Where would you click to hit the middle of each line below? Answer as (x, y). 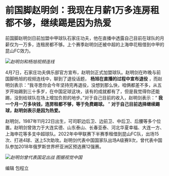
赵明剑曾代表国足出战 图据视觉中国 (46, 157)
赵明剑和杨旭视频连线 (32, 61)
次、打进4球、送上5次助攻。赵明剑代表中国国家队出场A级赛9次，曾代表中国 (84, 140)
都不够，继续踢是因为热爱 (59, 23)
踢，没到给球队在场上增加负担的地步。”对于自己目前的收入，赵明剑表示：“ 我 (84, 97)
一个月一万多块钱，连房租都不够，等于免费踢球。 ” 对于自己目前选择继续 (80, 104)
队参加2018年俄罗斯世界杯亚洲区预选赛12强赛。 (54, 146)
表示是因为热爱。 (45, 110)
